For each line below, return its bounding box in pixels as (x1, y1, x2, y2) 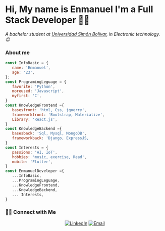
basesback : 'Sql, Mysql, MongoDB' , (12, 131, 87, 136)
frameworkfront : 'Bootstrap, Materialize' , (12, 112, 105, 117)
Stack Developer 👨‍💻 (5, 14, 90, 26)
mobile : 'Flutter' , (12, 159, 53, 164)
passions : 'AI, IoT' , (12, 150, 58, 155)
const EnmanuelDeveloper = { (5, 168, 65, 174)
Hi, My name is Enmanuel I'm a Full (5, 4, 153, 15)
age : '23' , (12, 70, 35, 75)
